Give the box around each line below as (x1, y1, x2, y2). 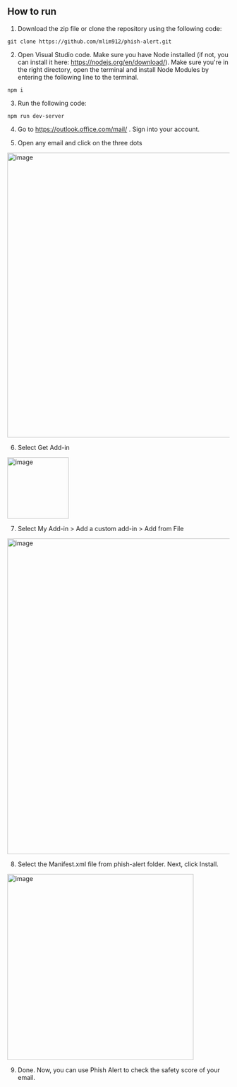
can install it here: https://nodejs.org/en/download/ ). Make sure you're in (17, 58, 229, 66)
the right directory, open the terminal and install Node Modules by (17, 65, 209, 73)
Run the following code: (17, 99, 87, 107)
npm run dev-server (7, 112, 65, 119)
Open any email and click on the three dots (17, 138, 142, 147)
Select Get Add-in (17, 443, 71, 451)
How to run (7, 6, 57, 18)
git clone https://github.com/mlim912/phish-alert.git (7, 38, 172, 45)
